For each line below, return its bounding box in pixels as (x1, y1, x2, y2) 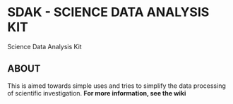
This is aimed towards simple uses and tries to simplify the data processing (7, 82, 226, 90)
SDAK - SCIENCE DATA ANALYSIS (7, 4, 210, 20)
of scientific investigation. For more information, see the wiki (7, 89, 186, 97)
